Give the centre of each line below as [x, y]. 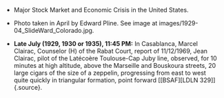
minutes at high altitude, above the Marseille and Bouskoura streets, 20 [115, 65]
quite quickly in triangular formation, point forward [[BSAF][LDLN [106, 80]
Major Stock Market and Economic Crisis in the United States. [101, 10]
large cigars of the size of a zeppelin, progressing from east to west [110, 73]
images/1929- [179, 23]
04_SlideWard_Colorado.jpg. [54, 30]
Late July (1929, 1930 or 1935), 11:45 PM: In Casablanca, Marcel [106, 44]
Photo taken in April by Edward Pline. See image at [85, 23]
